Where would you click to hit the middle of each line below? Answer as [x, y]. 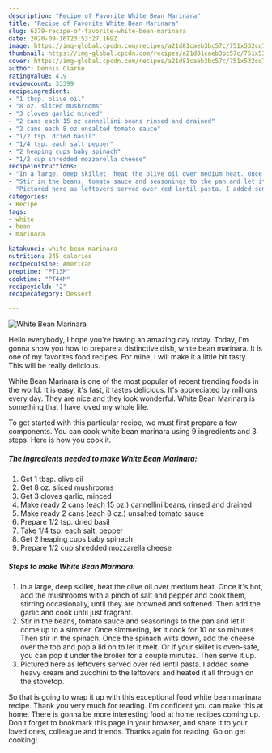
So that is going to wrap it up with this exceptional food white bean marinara [135, 697]
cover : [19, 62]
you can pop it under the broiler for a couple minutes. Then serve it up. [138, 656]
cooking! [23, 740]
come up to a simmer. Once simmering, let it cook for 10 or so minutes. [138, 630]
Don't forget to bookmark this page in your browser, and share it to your [128, 723]
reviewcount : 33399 [41, 83]
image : [19, 46]
